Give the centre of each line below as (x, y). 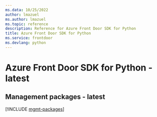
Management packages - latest (55, 97)
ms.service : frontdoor (29, 38)
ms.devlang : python (26, 43)
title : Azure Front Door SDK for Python (48, 33)
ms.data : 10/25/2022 (27, 10)
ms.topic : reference (27, 24)
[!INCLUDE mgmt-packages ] (35, 109)
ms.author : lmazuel (26, 19)
